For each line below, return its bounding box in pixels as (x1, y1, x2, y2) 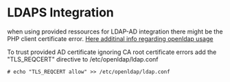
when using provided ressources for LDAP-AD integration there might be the (7, 27, 223, 36)
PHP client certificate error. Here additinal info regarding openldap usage (7, 34, 214, 42)
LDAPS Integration (7, 5, 115, 20)
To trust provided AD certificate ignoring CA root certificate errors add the (7, 48, 217, 56)
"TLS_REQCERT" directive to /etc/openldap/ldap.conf (7, 55, 159, 63)
